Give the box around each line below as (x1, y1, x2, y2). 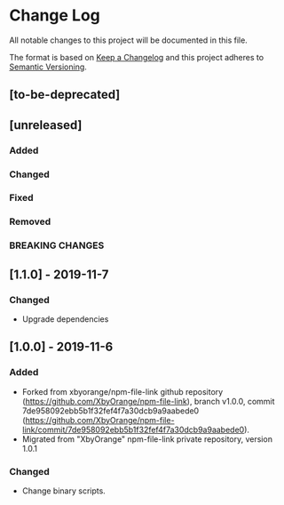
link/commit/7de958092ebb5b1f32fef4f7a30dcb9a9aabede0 (21, 424, 245, 435)
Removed (9, 215, 51, 228)
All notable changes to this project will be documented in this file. (9, 35, 248, 45)
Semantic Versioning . (9, 61, 87, 72)
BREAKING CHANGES (9, 239, 105, 252)
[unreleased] (9, 117, 83, 132)
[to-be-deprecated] (9, 87, 121, 102)
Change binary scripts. (21, 485, 106, 496)
